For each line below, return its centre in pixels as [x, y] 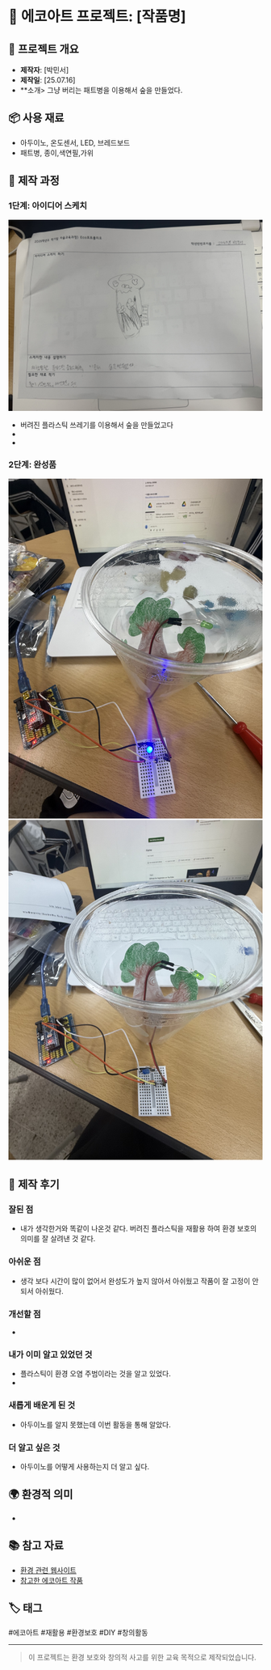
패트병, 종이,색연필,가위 [57, 153]
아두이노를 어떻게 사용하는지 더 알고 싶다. [85, 1466]
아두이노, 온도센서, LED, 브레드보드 [75, 142]
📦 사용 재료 [36, 118]
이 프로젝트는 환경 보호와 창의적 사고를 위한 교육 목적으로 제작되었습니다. [142, 1657]
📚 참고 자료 [36, 1546]
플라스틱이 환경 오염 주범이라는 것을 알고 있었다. [95, 1374]
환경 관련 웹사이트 [48, 1570]
